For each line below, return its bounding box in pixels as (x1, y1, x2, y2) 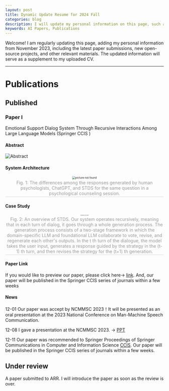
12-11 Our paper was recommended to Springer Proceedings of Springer (5, 337, 155, 343)
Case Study (5, 203, 30, 209)
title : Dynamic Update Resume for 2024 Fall (5, 12, 100, 17)
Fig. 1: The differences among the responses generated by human (16, 180, 153, 186)
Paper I (5, 114, 23, 121)
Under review (5, 362, 49, 371)
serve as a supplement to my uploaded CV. (5, 56, 95, 62)
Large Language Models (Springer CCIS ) (5, 131, 91, 136)
